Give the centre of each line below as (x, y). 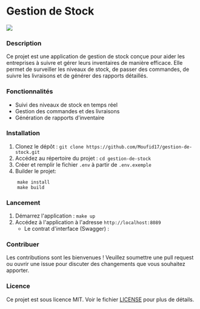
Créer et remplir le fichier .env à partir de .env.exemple (83, 164)
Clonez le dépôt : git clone (49, 146)
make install (34, 182)
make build (31, 187)
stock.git (28, 152)
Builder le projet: (35, 171)
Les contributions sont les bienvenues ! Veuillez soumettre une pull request (100, 257)
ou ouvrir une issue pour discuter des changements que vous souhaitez (96, 264)
